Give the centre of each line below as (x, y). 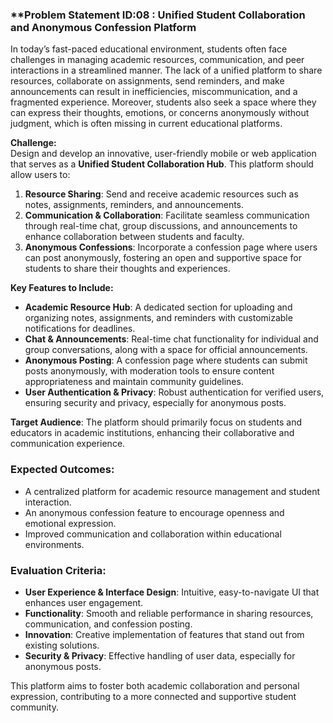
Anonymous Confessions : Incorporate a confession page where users (171, 247)
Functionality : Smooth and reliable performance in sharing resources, (169, 613)
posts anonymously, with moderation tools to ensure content (149, 371)
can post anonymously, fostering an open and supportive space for (163, 258)
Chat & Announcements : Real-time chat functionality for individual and (171, 339)
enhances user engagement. (84, 602)
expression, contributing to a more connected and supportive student (153, 696)
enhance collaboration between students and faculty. (134, 237)
